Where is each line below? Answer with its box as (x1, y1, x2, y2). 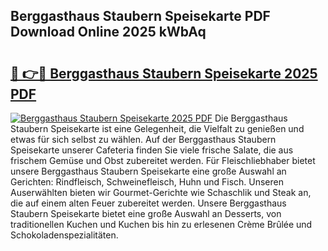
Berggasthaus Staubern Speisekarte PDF (10, 8, 271, 25)
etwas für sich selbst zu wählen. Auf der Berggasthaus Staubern (10, 134, 277, 145)
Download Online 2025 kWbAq (10, 24, 207, 41)
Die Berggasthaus (214, 112, 288, 124)
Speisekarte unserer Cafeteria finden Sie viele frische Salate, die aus (10, 144, 294, 156)
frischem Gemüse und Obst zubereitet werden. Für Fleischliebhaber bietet (10, 155, 316, 166)
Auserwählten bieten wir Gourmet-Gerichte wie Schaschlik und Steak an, (10, 187, 312, 198)
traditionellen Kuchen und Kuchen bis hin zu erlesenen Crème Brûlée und (10, 219, 313, 230)
